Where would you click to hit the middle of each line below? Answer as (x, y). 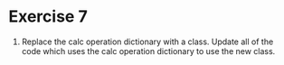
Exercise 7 (48, 17)
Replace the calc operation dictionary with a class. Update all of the (147, 42)
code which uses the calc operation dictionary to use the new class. (148, 51)
